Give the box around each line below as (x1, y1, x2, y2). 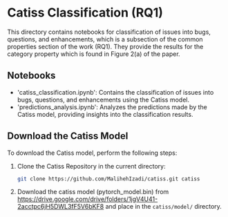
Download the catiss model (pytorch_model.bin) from (17, 188, 169, 196)
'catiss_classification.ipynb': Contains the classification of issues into (17, 88, 214, 96)
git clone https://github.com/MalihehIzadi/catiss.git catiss (17, 175, 200, 182)
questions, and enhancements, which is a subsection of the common (7, 35, 203, 43)
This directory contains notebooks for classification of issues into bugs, (7, 28, 211, 36)
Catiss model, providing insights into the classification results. (17, 110, 193, 118)
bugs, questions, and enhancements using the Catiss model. (17, 95, 190, 104)
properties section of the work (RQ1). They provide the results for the (7, 42, 204, 50)
